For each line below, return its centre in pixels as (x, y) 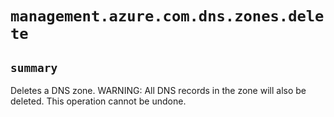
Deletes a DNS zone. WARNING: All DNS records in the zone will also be (158, 90)
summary (34, 67)
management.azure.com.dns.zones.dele (167, 16)
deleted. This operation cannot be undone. (98, 101)
